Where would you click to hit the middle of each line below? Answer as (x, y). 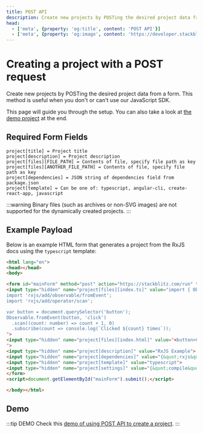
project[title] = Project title (47, 151)
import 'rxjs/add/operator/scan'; (50, 301)
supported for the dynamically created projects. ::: (69, 211)
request (26, 77)
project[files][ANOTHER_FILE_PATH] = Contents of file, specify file (96, 167)
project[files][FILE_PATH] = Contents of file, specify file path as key (101, 162)
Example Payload (39, 230)
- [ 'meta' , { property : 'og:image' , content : (69, 34)
